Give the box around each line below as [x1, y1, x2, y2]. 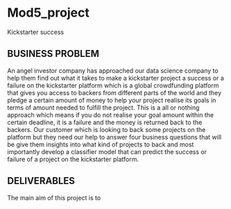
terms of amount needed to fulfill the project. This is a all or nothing [7, 103, 200, 112]
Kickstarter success [7, 28, 65, 36]
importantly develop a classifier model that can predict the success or [7, 147, 207, 156]
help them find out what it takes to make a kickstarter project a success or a [7, 74, 224, 82]
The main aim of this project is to [7, 193, 101, 202]
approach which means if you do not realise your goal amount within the [7, 110, 214, 119]
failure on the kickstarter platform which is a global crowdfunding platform [7, 81, 220, 90]
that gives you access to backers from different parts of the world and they [7, 88, 222, 97]
